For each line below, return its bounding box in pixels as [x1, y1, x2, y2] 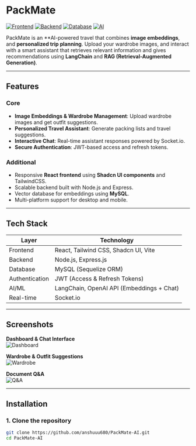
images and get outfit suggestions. [14, 118, 98, 126]
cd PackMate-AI [6, 435, 43, 441]
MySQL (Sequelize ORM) [54, 265, 124, 273]
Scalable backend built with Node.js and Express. [14, 184, 134, 191]
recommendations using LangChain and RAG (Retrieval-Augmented [6, 53, 172, 60]
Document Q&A [6, 370, 45, 378]
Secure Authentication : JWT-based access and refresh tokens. [14, 143, 169, 150]
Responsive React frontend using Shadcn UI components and [14, 171, 165, 179]
